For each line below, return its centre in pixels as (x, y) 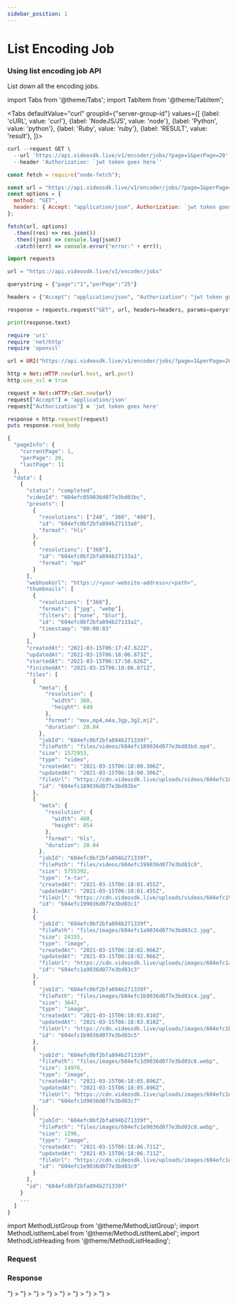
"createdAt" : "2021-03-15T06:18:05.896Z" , (102, 1081)
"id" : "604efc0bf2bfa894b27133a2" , (91, 622)
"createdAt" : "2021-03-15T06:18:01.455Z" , (102, 884)
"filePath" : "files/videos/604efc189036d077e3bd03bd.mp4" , (127, 747)
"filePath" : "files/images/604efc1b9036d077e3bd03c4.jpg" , (127, 996)
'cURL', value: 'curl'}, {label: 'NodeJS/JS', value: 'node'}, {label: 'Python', (113, 121)
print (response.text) (39, 322)
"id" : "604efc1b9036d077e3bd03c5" (89, 1035)
